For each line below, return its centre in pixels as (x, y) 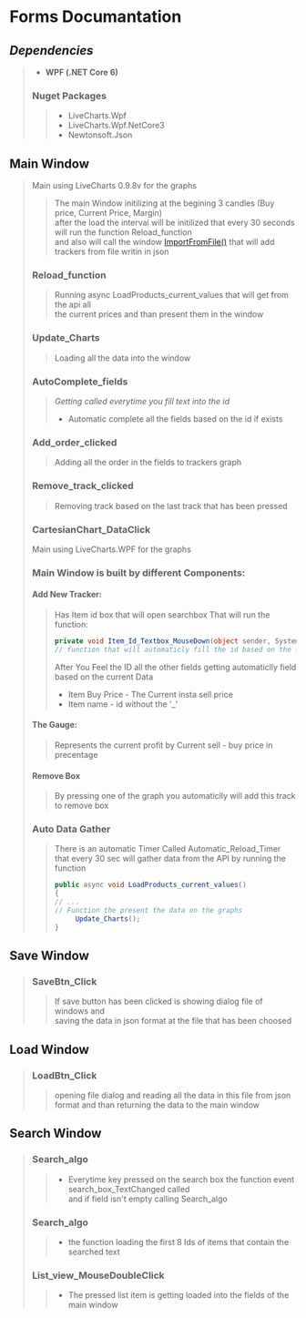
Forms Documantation (96, 17)
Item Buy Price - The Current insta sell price (151, 694)
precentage (76, 754)
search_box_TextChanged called (129, 1189)
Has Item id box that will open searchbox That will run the (162, 615)
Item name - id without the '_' (123, 704)
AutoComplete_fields (80, 382)
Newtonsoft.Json (100, 135)
